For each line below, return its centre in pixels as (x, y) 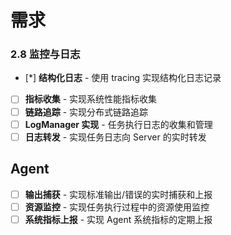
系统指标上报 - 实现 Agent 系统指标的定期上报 (118, 219)
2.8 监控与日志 (45, 54)
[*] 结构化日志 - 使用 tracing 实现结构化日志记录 (123, 78)
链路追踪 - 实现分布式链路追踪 (86, 112)
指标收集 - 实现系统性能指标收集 (91, 99)
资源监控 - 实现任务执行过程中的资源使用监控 (117, 207)
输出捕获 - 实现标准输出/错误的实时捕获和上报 (118, 194)
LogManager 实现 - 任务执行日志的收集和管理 (118, 124)
